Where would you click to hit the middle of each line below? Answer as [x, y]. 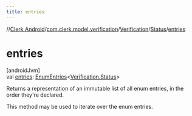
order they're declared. [35, 95]
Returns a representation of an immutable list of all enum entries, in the [95, 88]
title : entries [26, 12]
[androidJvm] [23, 70]
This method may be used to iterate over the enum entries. [80, 106]
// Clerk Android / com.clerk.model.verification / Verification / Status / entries [96, 29]
